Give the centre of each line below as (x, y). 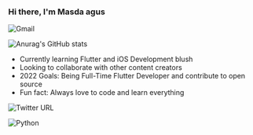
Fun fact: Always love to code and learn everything (102, 93)
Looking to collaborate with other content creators (101, 67)
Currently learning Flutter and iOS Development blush (106, 59)
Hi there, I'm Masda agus (57, 12)
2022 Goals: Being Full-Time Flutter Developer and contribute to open (132, 76)
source (31, 84)
